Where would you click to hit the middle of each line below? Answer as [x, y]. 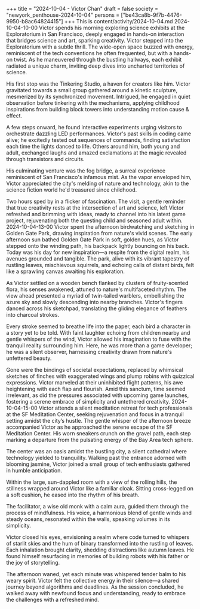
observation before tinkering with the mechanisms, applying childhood [93, 103]
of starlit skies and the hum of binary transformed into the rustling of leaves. [100, 543]
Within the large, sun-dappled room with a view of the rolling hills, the [92, 482]
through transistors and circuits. [45, 159]
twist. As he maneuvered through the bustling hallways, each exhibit [98, 60]
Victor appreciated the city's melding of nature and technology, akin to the [98, 183]
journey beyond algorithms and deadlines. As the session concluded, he [95, 587]
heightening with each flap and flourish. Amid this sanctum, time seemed [96, 389]
